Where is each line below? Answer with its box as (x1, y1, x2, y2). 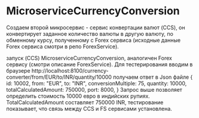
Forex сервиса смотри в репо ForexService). (6, 43, 120, 50)
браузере (6, 67, 31, 74)
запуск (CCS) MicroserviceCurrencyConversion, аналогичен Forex (6, 54, 172, 61)
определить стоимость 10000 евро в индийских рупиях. (6, 92, 151, 100)
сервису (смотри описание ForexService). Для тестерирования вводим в (6, 61, 193, 68)
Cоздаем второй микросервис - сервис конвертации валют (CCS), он (6, 24, 185, 31)
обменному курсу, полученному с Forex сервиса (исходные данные (6, 36, 181, 44)
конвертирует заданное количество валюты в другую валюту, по (6, 30, 173, 37)
